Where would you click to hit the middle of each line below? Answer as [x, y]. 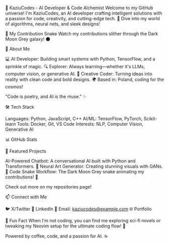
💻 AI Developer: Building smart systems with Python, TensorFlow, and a [80, 59]
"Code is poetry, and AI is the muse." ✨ [46, 96]
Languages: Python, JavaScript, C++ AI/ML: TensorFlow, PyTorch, [74, 118]
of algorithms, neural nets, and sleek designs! [52, 24]
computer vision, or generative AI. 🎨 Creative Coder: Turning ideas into [79, 74]
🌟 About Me [18, 49]
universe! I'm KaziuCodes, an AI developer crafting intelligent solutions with [84, 13]
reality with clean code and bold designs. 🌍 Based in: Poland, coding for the [84, 79]
